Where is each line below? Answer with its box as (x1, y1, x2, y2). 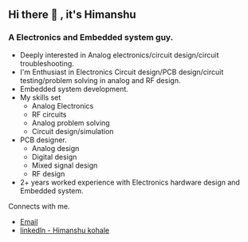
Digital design (31, 152, 77, 161)
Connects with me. (8, 201, 70, 211)
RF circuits (31, 109, 67, 119)
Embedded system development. (19, 84, 129, 93)
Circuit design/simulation (31, 126, 114, 136)
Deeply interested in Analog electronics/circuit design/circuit (19, 50, 219, 60)
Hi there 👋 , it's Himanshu (8, 8, 137, 22)
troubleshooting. (19, 58, 74, 68)
